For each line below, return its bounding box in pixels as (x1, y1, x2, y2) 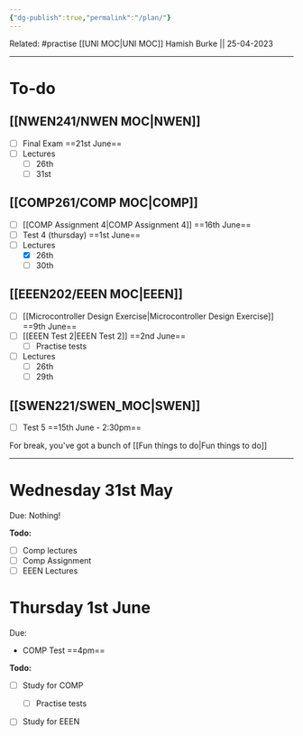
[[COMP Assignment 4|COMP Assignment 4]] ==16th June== (22, 219, 252, 230)
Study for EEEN (22, 716, 80, 727)
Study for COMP (22, 680, 84, 691)
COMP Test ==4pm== (22, 645, 106, 656)
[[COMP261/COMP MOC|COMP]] (9, 195, 198, 210)
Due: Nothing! (9, 510, 61, 520)
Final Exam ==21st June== (22, 137, 122, 149)
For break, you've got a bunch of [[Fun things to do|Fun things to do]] (9, 440, 268, 452)
